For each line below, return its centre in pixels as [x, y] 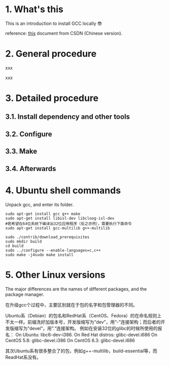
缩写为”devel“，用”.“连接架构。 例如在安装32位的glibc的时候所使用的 [86, 328]
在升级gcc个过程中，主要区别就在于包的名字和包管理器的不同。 [72, 305]
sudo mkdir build [24, 241]
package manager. [25, 294]
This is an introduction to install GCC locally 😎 [54, 23]
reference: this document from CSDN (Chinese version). [64, 33]
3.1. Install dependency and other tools [68, 117]
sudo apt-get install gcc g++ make [43, 214]
